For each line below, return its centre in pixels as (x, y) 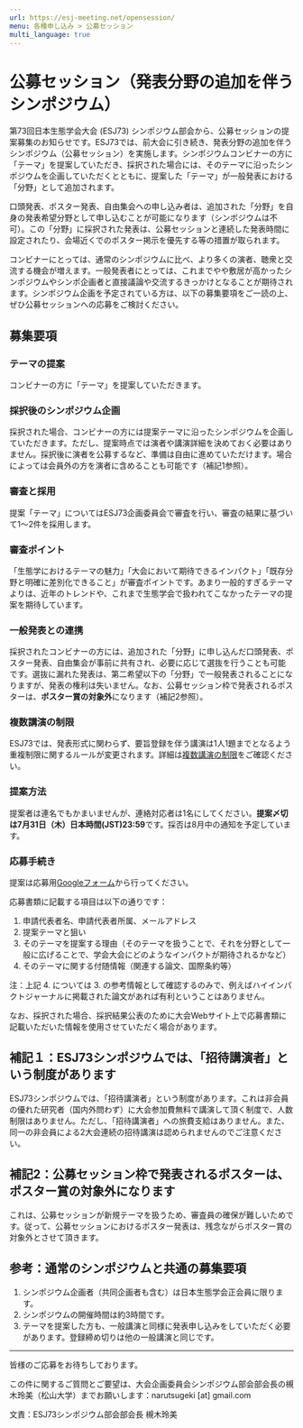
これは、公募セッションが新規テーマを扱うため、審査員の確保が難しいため (147, 1214)
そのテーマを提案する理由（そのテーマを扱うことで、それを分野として (152, 944)
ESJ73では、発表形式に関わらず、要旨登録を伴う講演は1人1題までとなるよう (150, 744)
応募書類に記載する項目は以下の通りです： (88, 902)
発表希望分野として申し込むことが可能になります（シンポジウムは (147, 218)
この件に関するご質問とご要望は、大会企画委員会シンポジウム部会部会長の (147, 1384)
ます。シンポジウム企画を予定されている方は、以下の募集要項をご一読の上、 (151, 293)
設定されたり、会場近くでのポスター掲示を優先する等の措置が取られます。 (147, 241)
